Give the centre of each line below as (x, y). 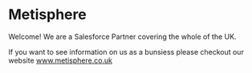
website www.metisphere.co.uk (61, 60)
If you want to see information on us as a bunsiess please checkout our (126, 52)
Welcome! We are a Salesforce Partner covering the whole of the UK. (122, 36)
